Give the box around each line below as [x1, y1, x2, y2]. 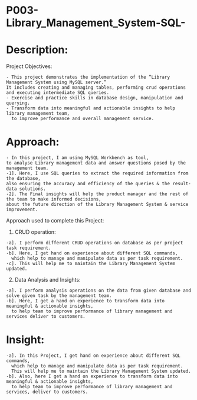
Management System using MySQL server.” [6, 79, 107, 86]
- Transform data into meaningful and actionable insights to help [6, 105, 176, 111]
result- [172, 181, 192, 187]
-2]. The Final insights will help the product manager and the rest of [6, 191, 189, 197]
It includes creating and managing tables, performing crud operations [6, 85, 186, 91]
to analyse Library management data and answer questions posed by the [6, 160, 186, 166]
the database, [6, 176, 41, 182]
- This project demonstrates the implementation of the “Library [6, 75, 170, 80]
